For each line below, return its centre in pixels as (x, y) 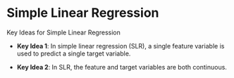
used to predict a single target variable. (74, 53)
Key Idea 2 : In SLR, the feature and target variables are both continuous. (122, 67)
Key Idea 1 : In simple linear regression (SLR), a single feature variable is (121, 46)
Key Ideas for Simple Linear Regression (63, 32)
